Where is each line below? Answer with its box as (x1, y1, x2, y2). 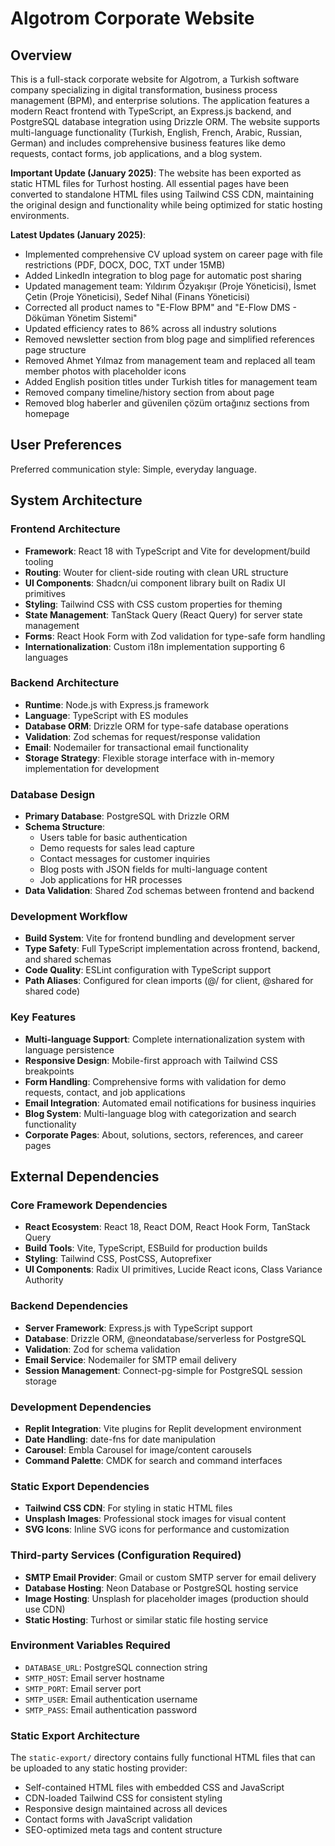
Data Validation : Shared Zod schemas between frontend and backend (24, 885, 315, 897)
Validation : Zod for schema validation (24, 1343, 181, 1355)
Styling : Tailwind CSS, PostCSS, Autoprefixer (24, 1253, 212, 1265)
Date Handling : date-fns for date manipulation (24, 1433, 217, 1445)
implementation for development (24, 762, 160, 774)
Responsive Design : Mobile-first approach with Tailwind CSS (24, 1054, 278, 1066)
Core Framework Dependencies (10, 1198, 168, 1212)
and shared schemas (24, 953, 112, 966)
